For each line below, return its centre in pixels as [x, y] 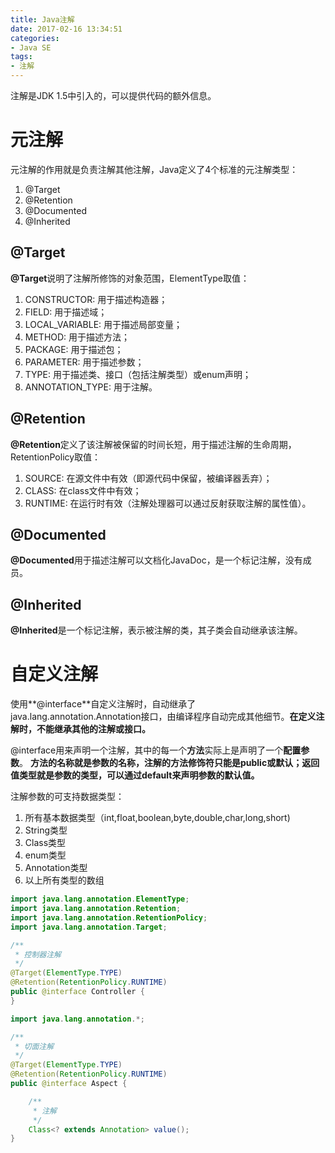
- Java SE [31, 47]
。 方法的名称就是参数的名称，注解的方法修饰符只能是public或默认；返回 [169, 763]
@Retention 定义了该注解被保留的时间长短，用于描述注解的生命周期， [153, 444]
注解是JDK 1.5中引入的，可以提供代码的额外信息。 [113, 95]
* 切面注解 [34, 1046]
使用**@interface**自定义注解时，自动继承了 [103, 704]
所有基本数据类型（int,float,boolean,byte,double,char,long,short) [157, 818]
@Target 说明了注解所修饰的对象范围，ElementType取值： [130, 278]
